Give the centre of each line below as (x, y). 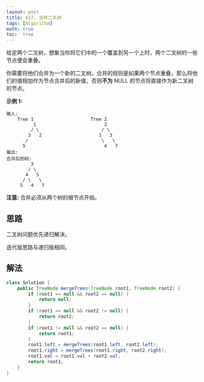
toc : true (20, 35)
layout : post (23, 12)
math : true (20, 29)
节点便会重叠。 (25, 60)
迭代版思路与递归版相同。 (38, 247)
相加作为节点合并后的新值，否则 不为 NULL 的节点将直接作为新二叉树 (108, 81)
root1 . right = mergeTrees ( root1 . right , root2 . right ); (97, 350)
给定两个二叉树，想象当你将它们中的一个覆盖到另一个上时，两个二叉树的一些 (102, 53)
